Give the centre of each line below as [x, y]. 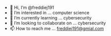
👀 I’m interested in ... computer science [50, 13]
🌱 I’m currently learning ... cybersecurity [51, 18]
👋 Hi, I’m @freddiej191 [32, 8]
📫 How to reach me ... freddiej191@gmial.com [57, 28]
